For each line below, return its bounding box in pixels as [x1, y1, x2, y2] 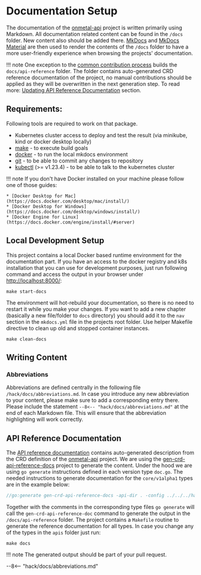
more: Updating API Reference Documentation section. [6, 86, 142, 94]
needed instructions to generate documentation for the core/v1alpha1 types [6, 475, 193, 482]
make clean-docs [6, 336, 47, 342]
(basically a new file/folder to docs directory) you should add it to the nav [6, 312, 185, 319]
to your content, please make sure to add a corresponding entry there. [6, 397, 179, 404]
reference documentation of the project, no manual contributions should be [6, 74, 192, 81]
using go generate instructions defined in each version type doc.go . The [6, 468, 184, 475]
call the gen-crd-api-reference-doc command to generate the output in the [6, 510, 191, 517]
